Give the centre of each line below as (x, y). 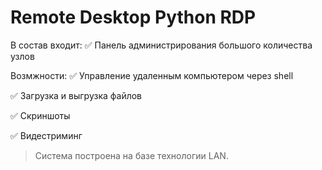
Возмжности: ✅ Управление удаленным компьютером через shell (152, 75)
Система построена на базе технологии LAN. (131, 155)
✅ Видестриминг (46, 135)
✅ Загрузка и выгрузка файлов (76, 95)
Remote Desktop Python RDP (133, 17)
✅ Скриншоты (40, 115)
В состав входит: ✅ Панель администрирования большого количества (161, 45)
